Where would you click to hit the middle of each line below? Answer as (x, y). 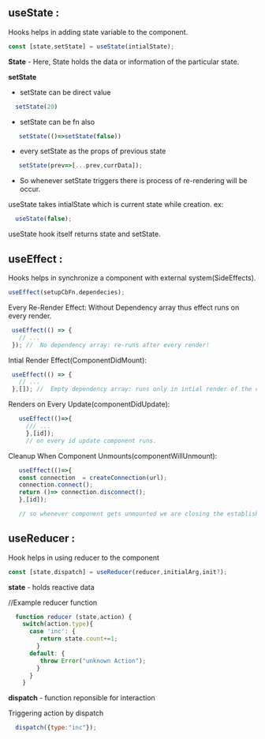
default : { (47, 653)
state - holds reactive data (51, 587)
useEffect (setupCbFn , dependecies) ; (67, 292)
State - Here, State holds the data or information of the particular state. (124, 62)
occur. (30, 189)
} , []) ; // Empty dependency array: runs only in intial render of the (132, 389)
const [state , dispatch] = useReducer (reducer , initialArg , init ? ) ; (118, 572)
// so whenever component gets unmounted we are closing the (121, 514)
